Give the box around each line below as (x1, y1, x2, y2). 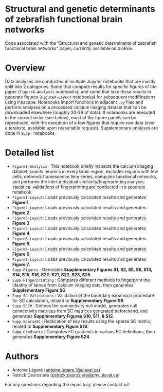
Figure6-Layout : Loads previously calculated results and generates (12, 246, 146, 251)
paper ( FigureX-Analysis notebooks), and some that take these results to (5, 89, 152, 94)
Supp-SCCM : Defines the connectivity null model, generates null (12, 303, 138, 308)
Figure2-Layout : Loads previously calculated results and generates (12, 204, 146, 210)
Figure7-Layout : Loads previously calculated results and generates (12, 256, 146, 262)
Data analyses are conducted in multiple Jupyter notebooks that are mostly (5, 78, 156, 84)
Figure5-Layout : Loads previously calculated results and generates (12, 235, 146, 241)
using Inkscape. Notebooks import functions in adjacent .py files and (5, 99, 144, 105)
